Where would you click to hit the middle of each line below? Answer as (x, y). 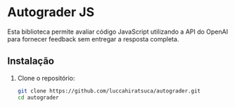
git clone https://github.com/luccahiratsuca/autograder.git (109, 91)
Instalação (31, 61)
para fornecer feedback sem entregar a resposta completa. (93, 39)
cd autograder (38, 97)
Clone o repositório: (46, 78)
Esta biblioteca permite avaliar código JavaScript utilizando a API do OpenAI (118, 32)
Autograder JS (51, 12)
